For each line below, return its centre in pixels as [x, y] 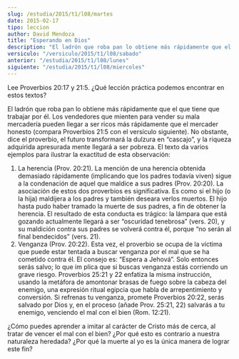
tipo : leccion [29, 27]
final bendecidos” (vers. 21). [59, 236]
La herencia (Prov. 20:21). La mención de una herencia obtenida [111, 168]
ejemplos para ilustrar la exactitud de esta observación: [89, 154]
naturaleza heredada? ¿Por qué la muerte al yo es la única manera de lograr [118, 341]
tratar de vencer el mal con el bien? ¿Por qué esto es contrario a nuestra [113, 333]
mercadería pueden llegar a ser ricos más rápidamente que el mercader [113, 124]
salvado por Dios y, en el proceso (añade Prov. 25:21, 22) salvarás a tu [121, 305]
